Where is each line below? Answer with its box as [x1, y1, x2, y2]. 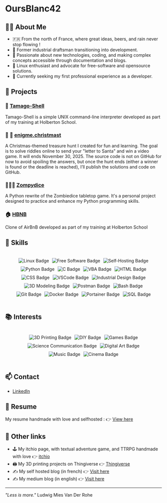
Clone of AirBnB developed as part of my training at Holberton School [5, 224, 148, 230]
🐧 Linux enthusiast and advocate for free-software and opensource [12, 63, 151, 69]
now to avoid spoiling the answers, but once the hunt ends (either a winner [5, 159, 159, 165]
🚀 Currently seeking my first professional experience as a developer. [12, 73, 153, 79]
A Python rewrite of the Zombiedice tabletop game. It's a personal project [5, 193, 156, 199]
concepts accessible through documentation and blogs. [12, 58, 127, 63]
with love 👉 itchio [12, 453, 50, 459]
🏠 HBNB [5, 211, 27, 218]
